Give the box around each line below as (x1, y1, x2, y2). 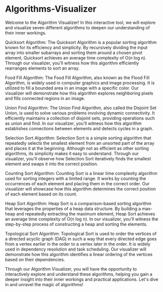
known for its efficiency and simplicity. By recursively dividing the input (5, 44, 148, 50)
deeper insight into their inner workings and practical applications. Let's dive (5, 276, 159, 282)
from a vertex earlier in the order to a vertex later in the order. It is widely (5, 241, 151, 247)
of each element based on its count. (5, 191, 77, 197)
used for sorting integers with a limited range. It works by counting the (5, 175, 146, 181)
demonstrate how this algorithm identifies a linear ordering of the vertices (5, 251, 153, 257)
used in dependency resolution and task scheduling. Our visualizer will (5, 246, 147, 252)
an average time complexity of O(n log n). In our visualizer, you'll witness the (5, 216, 159, 222)
